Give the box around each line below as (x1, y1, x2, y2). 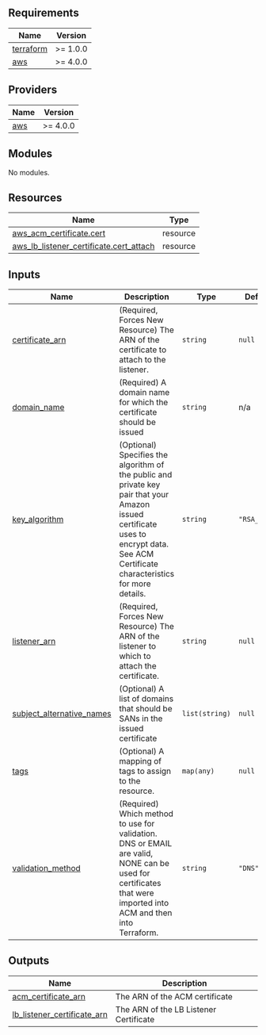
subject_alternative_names (12, 708, 112, 719)
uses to (118, 529, 146, 540)
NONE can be (118, 858, 170, 869)
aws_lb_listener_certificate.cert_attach (12, 241, 155, 252)
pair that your (118, 489, 169, 500)
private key (118, 479, 161, 490)
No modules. (8, 168, 50, 178)
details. (118, 588, 146, 600)
